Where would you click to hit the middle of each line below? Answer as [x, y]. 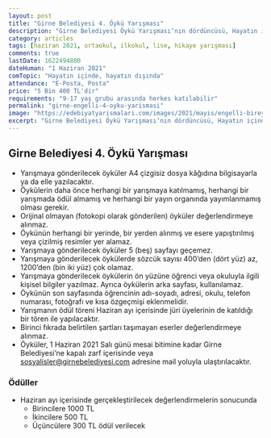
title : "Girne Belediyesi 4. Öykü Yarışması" [86, 23]
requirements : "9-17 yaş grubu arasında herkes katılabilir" [113, 98]
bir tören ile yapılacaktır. [60, 319]
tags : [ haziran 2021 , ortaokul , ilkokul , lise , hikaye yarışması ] [122, 46]
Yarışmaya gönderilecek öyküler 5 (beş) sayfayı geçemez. [117, 250]
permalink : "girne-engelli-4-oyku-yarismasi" [86, 106]
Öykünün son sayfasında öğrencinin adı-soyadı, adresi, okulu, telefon [135, 293]
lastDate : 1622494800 [45, 61]
